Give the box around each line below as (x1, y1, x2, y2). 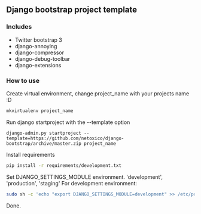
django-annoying (14, 42, 57, 49)
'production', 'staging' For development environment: (6, 179, 138, 187)
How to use (6, 76, 40, 85)
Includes (6, 23, 32, 31)
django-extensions (14, 61, 62, 69)
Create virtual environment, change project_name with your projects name (6, 89, 190, 97)
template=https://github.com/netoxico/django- (6, 135, 124, 141)
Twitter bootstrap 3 (14, 36, 63, 44)
